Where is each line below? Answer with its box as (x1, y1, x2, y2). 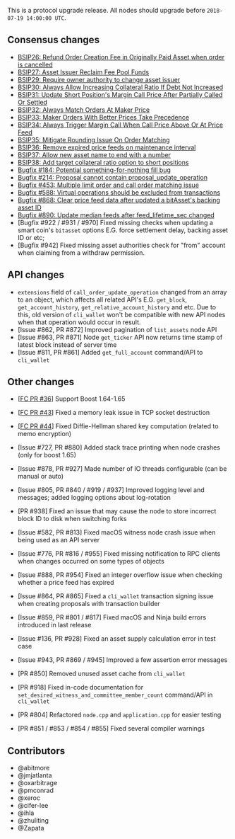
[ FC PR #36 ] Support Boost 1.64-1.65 (17, 394, 126, 403)
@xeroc (17, 794, 41, 802)
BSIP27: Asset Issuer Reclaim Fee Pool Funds (17, 67, 150, 76)
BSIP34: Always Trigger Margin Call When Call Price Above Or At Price (17, 120, 224, 129)
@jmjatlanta (17, 771, 52, 780)
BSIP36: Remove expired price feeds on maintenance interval (17, 143, 196, 152)
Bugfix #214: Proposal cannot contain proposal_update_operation (17, 173, 208, 181)
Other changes (7, 376, 75, 388)
